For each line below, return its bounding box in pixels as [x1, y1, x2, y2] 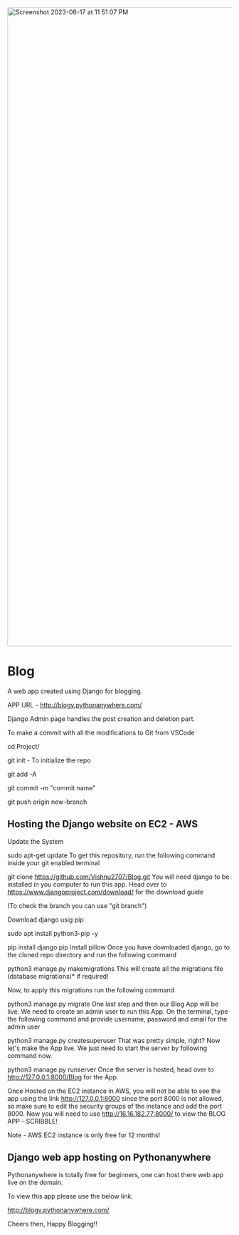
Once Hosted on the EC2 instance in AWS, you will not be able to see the [7, 1087, 221, 1095]
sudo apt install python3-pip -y [7, 929, 98, 937]
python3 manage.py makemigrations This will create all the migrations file [7, 964, 223, 973]
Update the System [7, 837, 64, 845]
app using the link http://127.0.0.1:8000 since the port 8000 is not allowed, [7, 1094, 224, 1102]
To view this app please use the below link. [7, 1191, 134, 1200]
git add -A [7, 770, 37, 778]
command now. [7, 1051, 53, 1059]
